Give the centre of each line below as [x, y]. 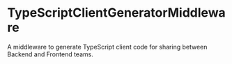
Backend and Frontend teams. [51, 54]
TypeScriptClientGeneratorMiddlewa [117, 13]
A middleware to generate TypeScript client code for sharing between [107, 47]
